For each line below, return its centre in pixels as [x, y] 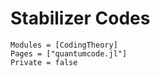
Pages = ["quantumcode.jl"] [69, 53]
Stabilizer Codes [80, 18]
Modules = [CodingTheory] [64, 45]
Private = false [44, 62]
